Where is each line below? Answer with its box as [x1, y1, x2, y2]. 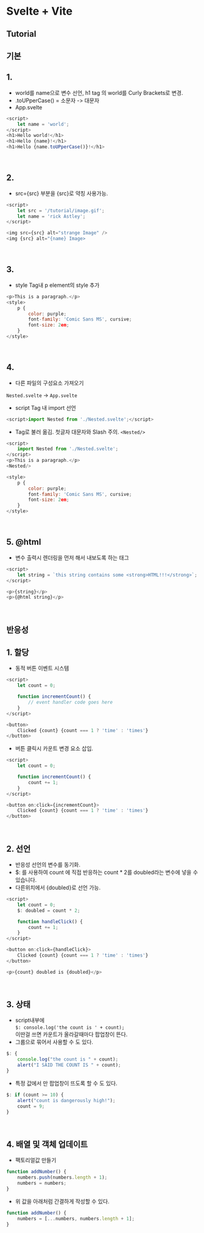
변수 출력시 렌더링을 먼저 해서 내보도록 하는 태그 [15, 554, 129, 561]
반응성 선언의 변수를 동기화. [15, 861, 81, 868]
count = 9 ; [17, 1103, 45, 1109]
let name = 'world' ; [17, 121, 69, 127]
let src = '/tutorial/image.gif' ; [17, 207, 105, 213]
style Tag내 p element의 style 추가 [15, 281, 100, 289]
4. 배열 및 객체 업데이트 [6, 1139, 88, 1149]
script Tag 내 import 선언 [15, 404, 76, 411]
